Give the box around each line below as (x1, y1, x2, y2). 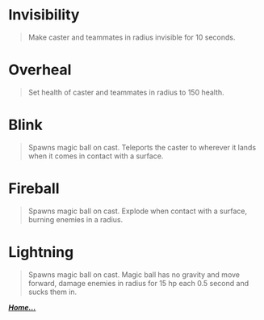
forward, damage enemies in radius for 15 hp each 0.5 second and (27, 278, 249, 288)
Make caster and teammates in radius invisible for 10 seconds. (27, 32, 236, 42)
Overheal (8, 61, 72, 79)
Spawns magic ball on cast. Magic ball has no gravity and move (27, 269, 241, 280)
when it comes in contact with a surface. (27, 151, 164, 161)
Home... (8, 302, 36, 312)
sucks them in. (27, 287, 78, 297)
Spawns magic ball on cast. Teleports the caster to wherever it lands (27, 142, 257, 152)
